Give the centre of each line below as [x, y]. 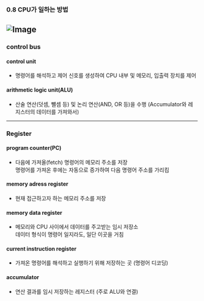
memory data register [34, 212]
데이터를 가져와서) [58, 112]
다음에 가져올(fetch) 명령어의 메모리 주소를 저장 [71, 162]
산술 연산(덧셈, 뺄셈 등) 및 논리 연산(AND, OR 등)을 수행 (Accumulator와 [101, 104]
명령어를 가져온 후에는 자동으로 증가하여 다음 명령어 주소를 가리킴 [92, 170]
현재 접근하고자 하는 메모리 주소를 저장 [60, 198]
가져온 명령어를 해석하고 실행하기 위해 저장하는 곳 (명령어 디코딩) [92, 263]
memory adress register [37, 184]
